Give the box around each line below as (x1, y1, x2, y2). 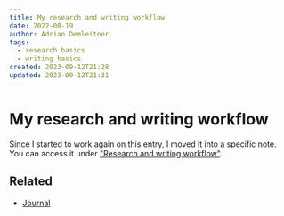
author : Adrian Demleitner (9, 29, 110, 38)
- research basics (17, 46, 86, 55)
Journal (21, 197, 51, 208)
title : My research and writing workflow (9, 12, 166, 22)
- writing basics (17, 54, 82, 63)
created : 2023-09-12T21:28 (9, 63, 110, 72)
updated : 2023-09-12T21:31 (9, 71, 110, 80)
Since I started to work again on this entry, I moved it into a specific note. (9, 139, 278, 149)
